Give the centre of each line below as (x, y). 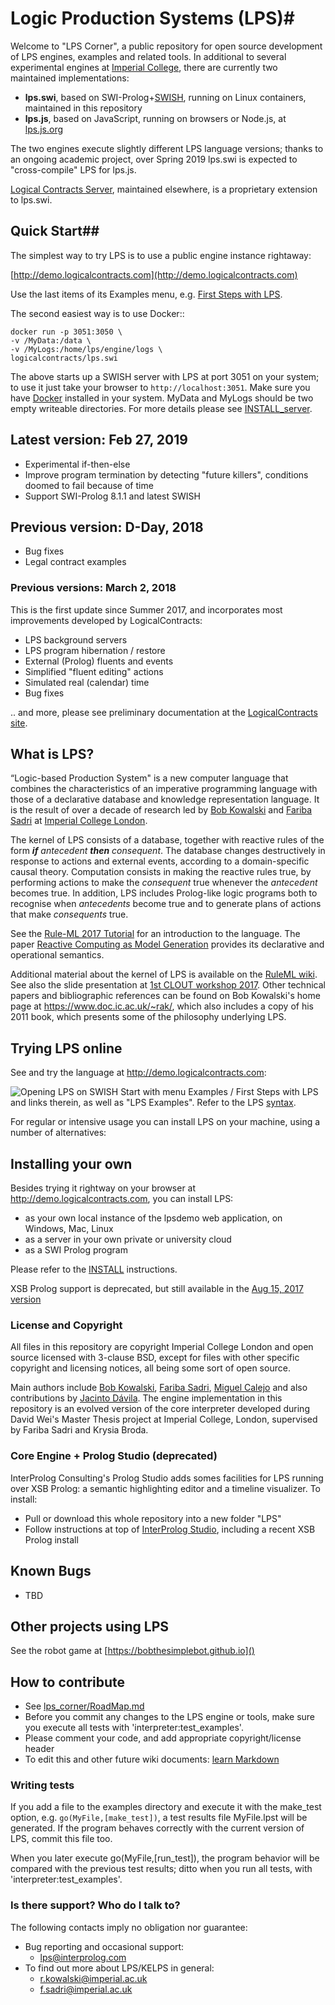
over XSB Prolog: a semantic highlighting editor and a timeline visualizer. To (166, 1488)
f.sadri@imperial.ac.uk (86, 1989)
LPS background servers (76, 639)
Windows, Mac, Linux (69, 1229)
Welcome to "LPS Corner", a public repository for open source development (166, 46)
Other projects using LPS (90, 1626)
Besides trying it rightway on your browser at (103, 1188)
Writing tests (42, 1785)
